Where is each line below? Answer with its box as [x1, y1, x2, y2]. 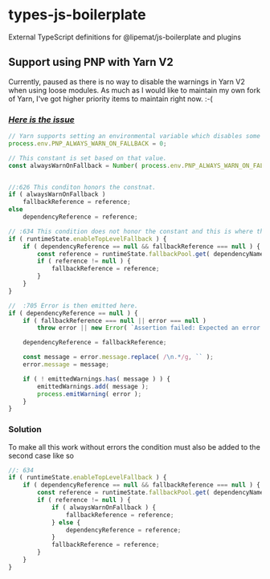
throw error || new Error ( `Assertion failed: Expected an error [37, 324, 261, 332]
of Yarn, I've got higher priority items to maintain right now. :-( [8, 94, 213, 104]
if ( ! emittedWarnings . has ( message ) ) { [22, 375, 171, 383]
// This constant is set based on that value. [8, 154, 167, 162]
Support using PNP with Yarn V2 [8, 55, 174, 69]
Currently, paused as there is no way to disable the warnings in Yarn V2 [8, 76, 245, 86]
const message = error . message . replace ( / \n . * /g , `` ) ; [22, 353, 215, 361]
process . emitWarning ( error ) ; [37, 389, 142, 398]
